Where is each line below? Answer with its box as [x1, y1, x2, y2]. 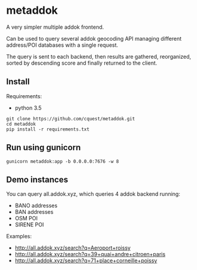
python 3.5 [14, 104, 42, 111]
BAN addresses [14, 208, 54, 216]
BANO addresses [14, 202, 58, 210]
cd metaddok [6, 121, 36, 127]
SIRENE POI [14, 221, 44, 228]
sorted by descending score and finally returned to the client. [6, 59, 157, 66]
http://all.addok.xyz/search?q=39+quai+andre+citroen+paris [14, 251, 166, 258]
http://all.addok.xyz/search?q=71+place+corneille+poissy [14, 257, 157, 264]
